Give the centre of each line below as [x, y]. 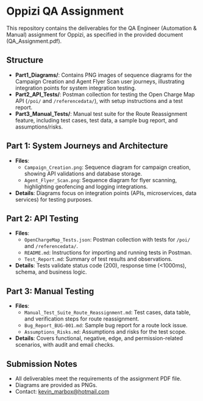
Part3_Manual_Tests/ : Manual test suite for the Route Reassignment [101, 113]
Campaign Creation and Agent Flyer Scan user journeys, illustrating [100, 81]
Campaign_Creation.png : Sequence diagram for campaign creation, [107, 167]
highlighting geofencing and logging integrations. [86, 186]
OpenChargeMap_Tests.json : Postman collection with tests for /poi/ [107, 240]
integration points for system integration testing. [75, 88]
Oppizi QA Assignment [65, 11]
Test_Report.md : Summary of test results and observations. [98, 259]
